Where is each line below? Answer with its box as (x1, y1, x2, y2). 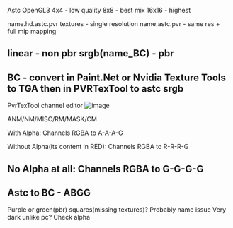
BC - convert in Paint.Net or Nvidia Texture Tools (7, 71, 227, 83)
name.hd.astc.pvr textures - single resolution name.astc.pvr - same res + (7, 20, 221, 28)
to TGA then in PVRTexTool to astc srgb (7, 83, 184, 95)
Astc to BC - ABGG (7, 186, 91, 198)
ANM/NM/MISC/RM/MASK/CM (7, 115, 98, 124)
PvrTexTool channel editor (7, 102, 84, 110)
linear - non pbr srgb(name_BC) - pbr (7, 47, 175, 59)
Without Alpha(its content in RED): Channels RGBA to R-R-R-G (7, 143, 189, 151)
